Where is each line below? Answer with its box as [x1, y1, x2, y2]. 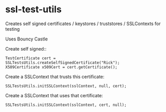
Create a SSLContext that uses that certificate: [5, 92, 103, 98]
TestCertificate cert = [5, 55, 56, 61]
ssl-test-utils [5, 4, 62, 15]
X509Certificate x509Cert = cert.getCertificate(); [5, 64, 117, 70]
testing [5, 26, 20, 32]
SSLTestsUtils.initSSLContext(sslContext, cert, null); [5, 102, 127, 107]
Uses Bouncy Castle [5, 36, 48, 42]
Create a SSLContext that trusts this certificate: [5, 73, 105, 80]
